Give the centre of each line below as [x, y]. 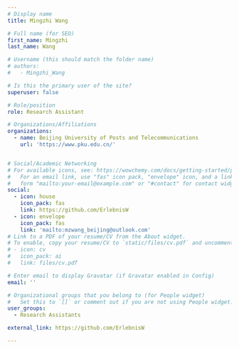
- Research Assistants [47, 315]
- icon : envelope [39, 217]
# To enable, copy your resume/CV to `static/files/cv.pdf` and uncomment [121, 243]
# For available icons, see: [51, 170]
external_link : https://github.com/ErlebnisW [76, 328]
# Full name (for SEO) [41, 33]
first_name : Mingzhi [38, 40]
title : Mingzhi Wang [38, 21]
